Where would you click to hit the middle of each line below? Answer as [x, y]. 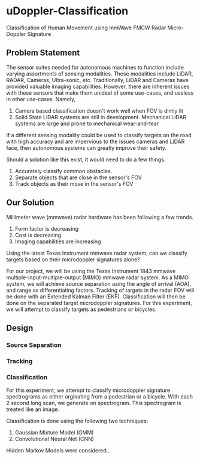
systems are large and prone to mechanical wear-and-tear [87, 123]
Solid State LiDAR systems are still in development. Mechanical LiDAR [101, 117]
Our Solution [30, 203]
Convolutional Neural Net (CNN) [54, 439]
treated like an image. [33, 409]
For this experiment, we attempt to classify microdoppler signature [88, 390]
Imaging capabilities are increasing [58, 241]
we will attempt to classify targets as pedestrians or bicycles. [81, 309]
